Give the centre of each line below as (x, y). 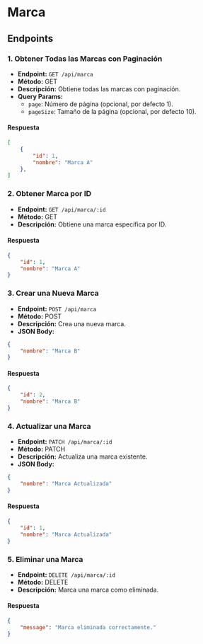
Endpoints (30, 39)
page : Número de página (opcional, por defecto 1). (100, 104)
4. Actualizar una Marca (49, 426)
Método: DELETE (43, 582)
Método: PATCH (41, 449)
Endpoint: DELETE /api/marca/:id (66, 575)
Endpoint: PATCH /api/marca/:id (65, 442)
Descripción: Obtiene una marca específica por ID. (92, 224)
